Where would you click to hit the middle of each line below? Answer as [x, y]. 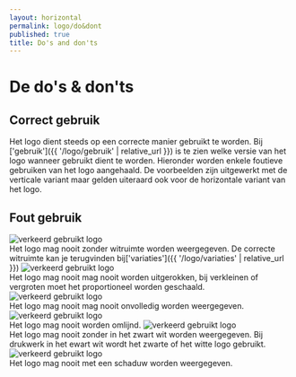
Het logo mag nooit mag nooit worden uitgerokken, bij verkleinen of [134, 277]
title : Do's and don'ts [54, 43]
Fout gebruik [46, 218]
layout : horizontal [46, 18]
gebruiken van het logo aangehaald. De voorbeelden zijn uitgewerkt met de [148, 171]
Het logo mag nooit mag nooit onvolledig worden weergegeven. [127, 306]
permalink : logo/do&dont [56, 26]
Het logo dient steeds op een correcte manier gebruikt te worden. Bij [136, 142]
